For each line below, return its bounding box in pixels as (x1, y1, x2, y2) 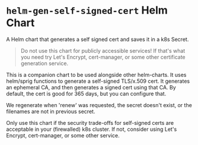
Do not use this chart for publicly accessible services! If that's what (20, 47, 186, 54)
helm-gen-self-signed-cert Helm (6, 4, 168, 17)
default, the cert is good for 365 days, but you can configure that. (6, 90, 167, 97)
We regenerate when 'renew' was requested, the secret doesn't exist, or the (6, 101, 193, 108)
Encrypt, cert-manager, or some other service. (6, 131, 120, 139)
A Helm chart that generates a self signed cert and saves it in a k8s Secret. (6, 36, 189, 43)
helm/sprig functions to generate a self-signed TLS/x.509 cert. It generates (6, 78, 190, 85)
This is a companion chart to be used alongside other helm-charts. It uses (6, 71, 187, 78)
